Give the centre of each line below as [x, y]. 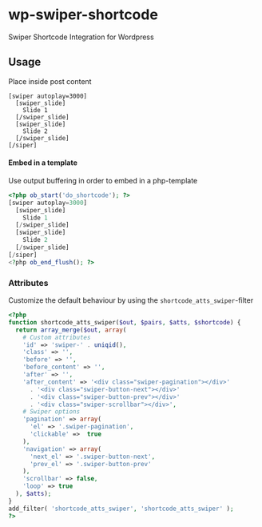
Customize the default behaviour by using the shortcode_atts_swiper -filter [131, 300]
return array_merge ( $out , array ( [71, 330]
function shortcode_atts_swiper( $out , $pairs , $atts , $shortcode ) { [125, 322]
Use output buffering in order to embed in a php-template [103, 180]
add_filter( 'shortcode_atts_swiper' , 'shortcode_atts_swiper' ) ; [121, 509]
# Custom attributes [57, 337]
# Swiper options [52, 412]
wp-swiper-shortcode [83, 15]
